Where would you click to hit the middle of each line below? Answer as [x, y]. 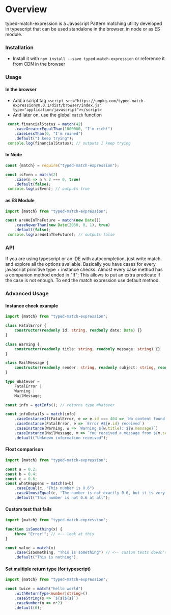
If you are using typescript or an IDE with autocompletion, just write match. [83, 259]
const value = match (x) [31, 548]
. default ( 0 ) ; [28, 608]
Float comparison [24, 450]
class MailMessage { [27, 363]
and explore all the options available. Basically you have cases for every [81, 264]
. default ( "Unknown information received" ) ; [61, 438]
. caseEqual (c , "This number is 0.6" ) [54, 488]
